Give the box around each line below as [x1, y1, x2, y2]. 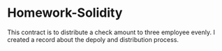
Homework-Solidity [7, 5, 123, 21]
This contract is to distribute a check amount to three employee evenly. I [7, 28, 215, 36]
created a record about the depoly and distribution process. [7, 35, 179, 43]
